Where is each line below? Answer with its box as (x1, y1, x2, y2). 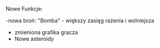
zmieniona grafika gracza (14, 29, 78, 36)
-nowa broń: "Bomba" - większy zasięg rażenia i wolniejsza (5, 17, 155, 24)
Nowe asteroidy (14, 35, 54, 42)
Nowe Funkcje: (5, 5, 43, 12)
